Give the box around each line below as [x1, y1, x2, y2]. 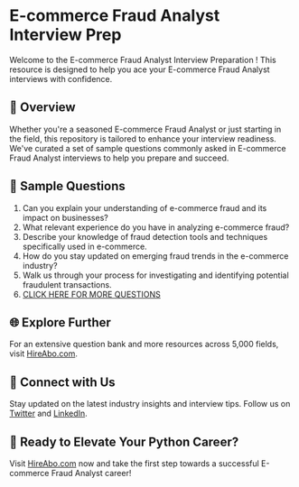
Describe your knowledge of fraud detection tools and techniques [22, 231, 268, 242]
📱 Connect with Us [9, 374, 116, 390]
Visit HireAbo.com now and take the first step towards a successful [9, 458, 259, 469]
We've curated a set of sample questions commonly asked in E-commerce [9, 142, 286, 153]
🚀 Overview [9, 100, 76, 115]
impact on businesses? [22, 212, 108, 223]
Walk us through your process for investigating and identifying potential [22, 270, 289, 280]
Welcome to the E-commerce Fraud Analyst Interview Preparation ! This [9, 54, 277, 65]
